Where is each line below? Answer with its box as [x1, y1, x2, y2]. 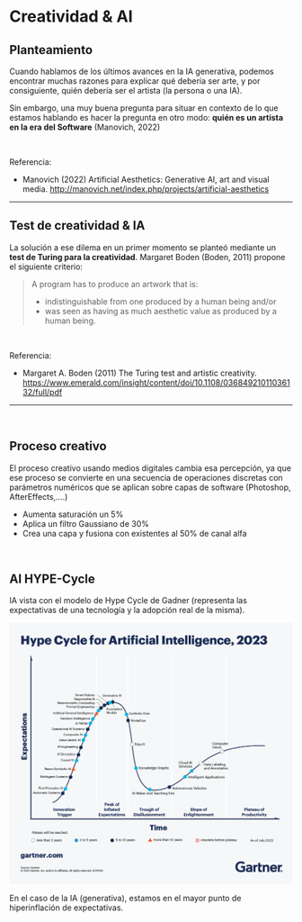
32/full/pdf [22, 386, 63, 397]
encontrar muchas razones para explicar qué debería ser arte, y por [9, 76, 261, 86]
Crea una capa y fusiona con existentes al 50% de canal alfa [22, 528, 247, 538]
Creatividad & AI [9, 6, 133, 27]
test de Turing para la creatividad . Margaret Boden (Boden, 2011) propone [9, 251, 286, 262]
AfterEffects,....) [9, 491, 68, 502]
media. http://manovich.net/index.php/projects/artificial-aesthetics [22, 184, 270, 194]
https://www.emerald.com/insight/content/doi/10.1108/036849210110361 [22, 376, 290, 388]
